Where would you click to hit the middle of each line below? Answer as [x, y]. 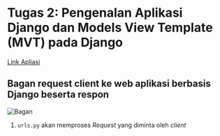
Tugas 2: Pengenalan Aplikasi [95, 13]
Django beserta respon [58, 95]
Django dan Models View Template [110, 28]
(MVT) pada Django [65, 43]
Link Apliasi [24, 61]
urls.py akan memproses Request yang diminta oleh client [102, 125]
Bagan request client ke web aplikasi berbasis [109, 84]
